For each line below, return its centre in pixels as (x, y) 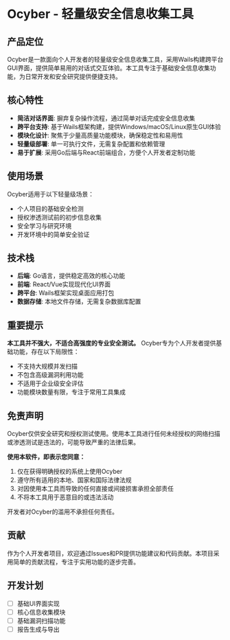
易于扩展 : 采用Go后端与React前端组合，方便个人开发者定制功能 (106, 152)
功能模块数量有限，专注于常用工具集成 (71, 392)
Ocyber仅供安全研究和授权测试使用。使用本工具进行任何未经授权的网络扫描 (114, 434)
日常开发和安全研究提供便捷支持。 (73, 77)
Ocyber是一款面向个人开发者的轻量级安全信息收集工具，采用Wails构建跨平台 (115, 59)
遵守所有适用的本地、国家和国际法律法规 (74, 480)
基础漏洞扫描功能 (41, 620)
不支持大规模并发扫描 (47, 366)
